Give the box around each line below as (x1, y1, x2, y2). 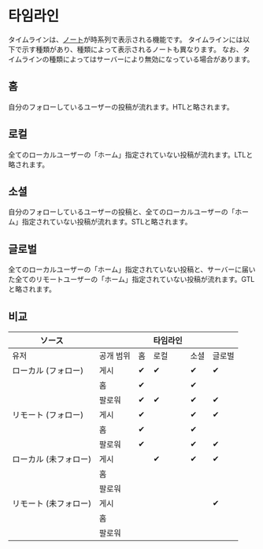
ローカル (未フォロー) (12, 454, 92, 465)
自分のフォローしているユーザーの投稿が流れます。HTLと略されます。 (8, 102, 234, 111)
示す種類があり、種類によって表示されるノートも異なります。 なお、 (21, 44, 243, 54)
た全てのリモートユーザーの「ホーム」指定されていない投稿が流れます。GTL (8, 275, 255, 284)
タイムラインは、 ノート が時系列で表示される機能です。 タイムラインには (8, 35, 243, 44)
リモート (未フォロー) (12, 498, 92, 509)
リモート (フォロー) (12, 410, 84, 420)
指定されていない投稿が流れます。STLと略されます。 (21, 217, 192, 227)
